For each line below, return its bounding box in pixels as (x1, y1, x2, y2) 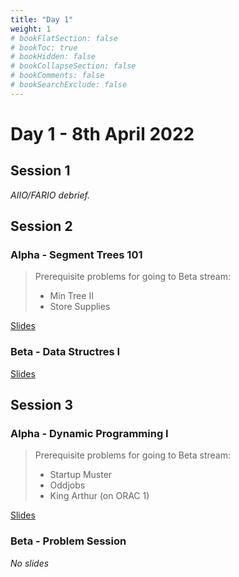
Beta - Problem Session (10, 534, 127, 548)
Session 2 (10, 218, 73, 235)
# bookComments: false (10, 71, 105, 81)
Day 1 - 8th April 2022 (10, 122, 195, 145)
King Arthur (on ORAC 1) (49, 490, 150, 502)
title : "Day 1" (10, 14, 74, 25)
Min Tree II (49, 290, 94, 302)
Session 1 (10, 162, 71, 180)
